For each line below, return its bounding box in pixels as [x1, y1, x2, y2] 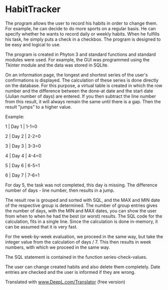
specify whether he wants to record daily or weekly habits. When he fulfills [5, 31, 159, 37]
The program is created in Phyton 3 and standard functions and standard [5, 51, 156, 57]
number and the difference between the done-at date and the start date [5, 88, 153, 94]
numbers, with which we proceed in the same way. [5, 244, 110, 250]
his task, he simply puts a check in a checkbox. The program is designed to [5, 36, 161, 42]
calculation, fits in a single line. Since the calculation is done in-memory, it [5, 218, 158, 225]
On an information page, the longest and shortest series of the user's [5, 71, 148, 78]
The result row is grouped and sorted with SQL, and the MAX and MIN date [5, 197, 160, 203]
